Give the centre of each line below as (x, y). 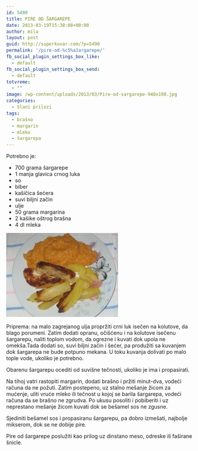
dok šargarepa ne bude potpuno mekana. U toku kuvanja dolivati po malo (96, 352)
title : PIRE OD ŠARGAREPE (38, 19)
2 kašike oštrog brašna (43, 218)
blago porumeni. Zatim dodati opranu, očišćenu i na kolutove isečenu (91, 333)
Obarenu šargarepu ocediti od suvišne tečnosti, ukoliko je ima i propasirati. (98, 370)
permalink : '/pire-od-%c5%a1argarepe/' (56, 51)
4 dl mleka (28, 225)
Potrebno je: (21, 156)
